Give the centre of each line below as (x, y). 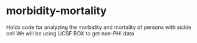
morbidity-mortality (56, 11)
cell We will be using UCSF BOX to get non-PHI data (70, 33)
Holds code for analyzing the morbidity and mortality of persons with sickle (99, 27)
